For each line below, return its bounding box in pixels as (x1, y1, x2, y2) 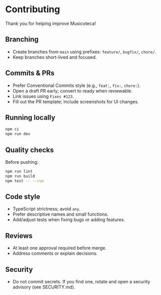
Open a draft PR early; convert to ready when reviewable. (12, 87, 133, 94)
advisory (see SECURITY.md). (12, 284, 75, 290)
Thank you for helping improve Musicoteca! (5, 20, 96, 26)
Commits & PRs (5, 69, 55, 77)
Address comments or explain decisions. (12, 250, 98, 256)
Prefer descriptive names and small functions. (12, 211, 109, 217)
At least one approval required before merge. (12, 245, 107, 251)
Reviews (5, 231, 33, 240)
